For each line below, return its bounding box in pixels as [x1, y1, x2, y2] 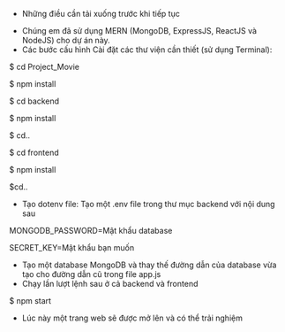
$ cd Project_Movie [9, 62, 79, 72]
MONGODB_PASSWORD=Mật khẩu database [9, 226, 173, 235]
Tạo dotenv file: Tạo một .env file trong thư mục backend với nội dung [21, 199, 275, 209]
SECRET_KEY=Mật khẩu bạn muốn [9, 243, 135, 252]
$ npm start [9, 296, 51, 305]
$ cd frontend [9, 147, 59, 158]
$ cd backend [9, 96, 60, 106]
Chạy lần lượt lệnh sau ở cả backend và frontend [21, 279, 199, 289]
